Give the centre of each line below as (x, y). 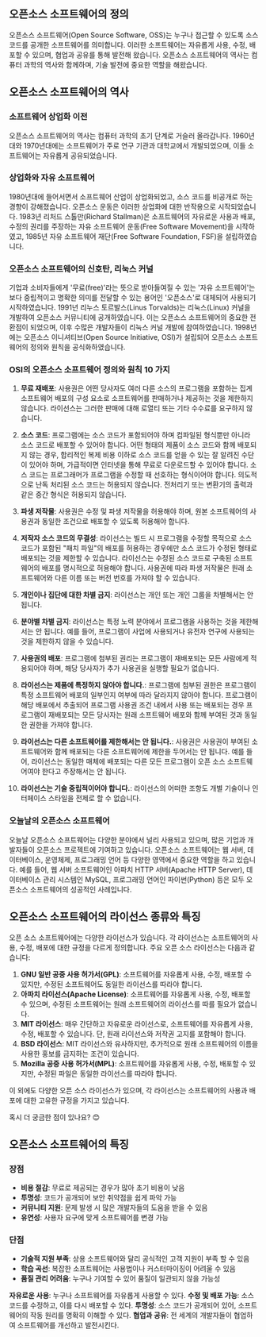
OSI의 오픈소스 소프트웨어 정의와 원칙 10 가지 (90, 370)
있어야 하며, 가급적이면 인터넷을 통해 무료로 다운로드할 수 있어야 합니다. (139, 465)
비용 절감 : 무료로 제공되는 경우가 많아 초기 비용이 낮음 (103, 1188)
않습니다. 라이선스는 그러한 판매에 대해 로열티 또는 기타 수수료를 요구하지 (132, 408)
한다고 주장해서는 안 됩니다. (84, 772)
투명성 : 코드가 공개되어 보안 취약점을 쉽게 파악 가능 (99, 1198)
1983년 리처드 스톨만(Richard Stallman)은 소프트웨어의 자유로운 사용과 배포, (137, 216)
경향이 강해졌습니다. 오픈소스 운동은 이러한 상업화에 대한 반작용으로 (112, 206)
